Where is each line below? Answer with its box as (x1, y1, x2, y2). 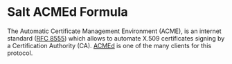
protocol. (7, 49, 33, 57)
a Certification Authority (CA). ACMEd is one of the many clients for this (7, 41, 212, 50)
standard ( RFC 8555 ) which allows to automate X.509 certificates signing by (7, 34, 225, 42)
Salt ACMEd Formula (7, 4, 128, 20)
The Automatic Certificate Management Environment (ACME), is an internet (7, 27, 222, 35)
